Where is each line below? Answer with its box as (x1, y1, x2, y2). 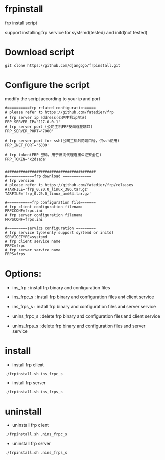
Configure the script (5, 80, 90, 91)
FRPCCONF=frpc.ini (5, 209, 43, 213)
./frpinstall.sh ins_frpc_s (5, 371, 63, 376)
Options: (5, 268, 41, 279)
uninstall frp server (12, 440, 51, 446)
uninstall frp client (12, 422, 49, 428)
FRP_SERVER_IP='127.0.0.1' (5, 119, 61, 124)
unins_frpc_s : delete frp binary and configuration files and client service (12, 313, 160, 319)
